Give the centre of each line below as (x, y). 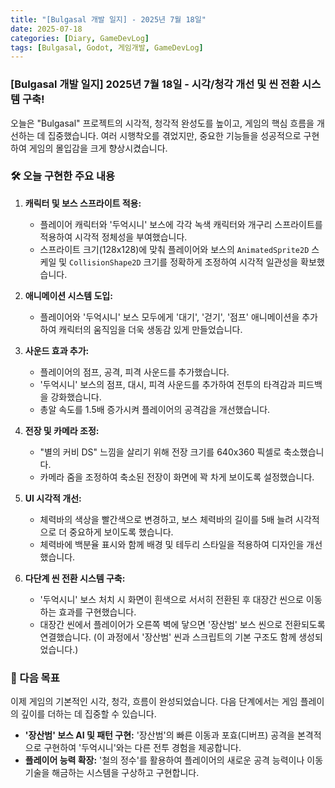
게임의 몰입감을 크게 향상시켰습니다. (98, 148)
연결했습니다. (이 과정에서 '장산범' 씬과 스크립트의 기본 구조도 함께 (168, 637)
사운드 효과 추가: (57, 350)
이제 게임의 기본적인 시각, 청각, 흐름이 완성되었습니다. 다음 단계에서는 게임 (154, 702)
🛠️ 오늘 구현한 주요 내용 (63, 176)
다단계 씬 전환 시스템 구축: (75, 578)
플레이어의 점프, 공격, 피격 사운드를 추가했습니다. (134, 372)
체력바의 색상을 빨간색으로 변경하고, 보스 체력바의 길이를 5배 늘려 (166, 519)
